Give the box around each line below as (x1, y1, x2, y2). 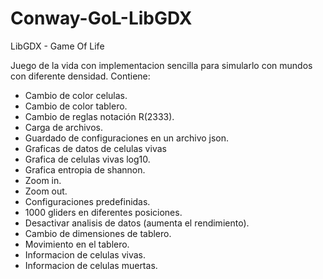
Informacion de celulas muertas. (24, 259, 158, 271)
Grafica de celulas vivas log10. (24, 153, 151, 165)
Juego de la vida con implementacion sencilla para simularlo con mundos (10, 59, 313, 71)
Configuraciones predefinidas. (24, 195, 151, 207)
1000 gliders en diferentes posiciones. (24, 206, 183, 218)
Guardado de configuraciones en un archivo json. (24, 132, 230, 144)
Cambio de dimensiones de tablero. (24, 227, 172, 239)
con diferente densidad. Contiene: (10, 70, 151, 82)
